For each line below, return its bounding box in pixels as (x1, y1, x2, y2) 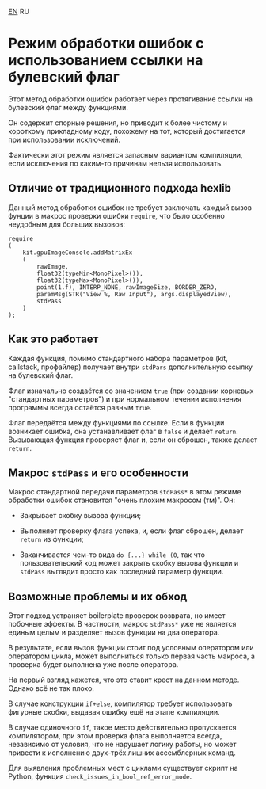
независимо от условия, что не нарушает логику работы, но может (8, 740, 237, 749)
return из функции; (19, 535, 85, 544)
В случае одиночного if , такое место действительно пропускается (8, 722, 237, 732)
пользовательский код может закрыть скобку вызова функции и (19, 558, 239, 568)
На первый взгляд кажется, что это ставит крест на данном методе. (8, 675, 240, 684)
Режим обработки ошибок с (8, 35, 204, 52)
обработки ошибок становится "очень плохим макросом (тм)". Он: (8, 495, 236, 505)
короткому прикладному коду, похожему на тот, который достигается (8, 126, 246, 135)
